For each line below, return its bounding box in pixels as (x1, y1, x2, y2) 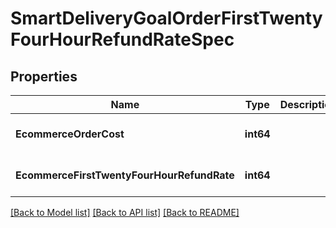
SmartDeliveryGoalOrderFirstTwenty (10, 7, 323, 30)
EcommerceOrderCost (15, 127, 125, 141)
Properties (10, 68, 78, 85)
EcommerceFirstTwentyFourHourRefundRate (15, 168, 235, 182)
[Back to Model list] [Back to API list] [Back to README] (10, 207, 240, 218)
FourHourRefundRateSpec (10, 28, 235, 51)
